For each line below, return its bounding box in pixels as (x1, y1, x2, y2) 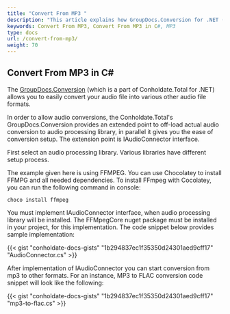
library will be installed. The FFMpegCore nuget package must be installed (7, 215, 217, 224)
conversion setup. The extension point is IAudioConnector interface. (7, 135, 200, 143)
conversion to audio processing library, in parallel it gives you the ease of (7, 127, 214, 135)
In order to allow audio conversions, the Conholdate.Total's (7, 113, 173, 121)
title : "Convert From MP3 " (7, 10, 88, 17)
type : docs (7, 29, 38, 36)
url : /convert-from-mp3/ (7, 36, 78, 42)
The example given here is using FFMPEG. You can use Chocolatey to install (7, 168, 222, 176)
